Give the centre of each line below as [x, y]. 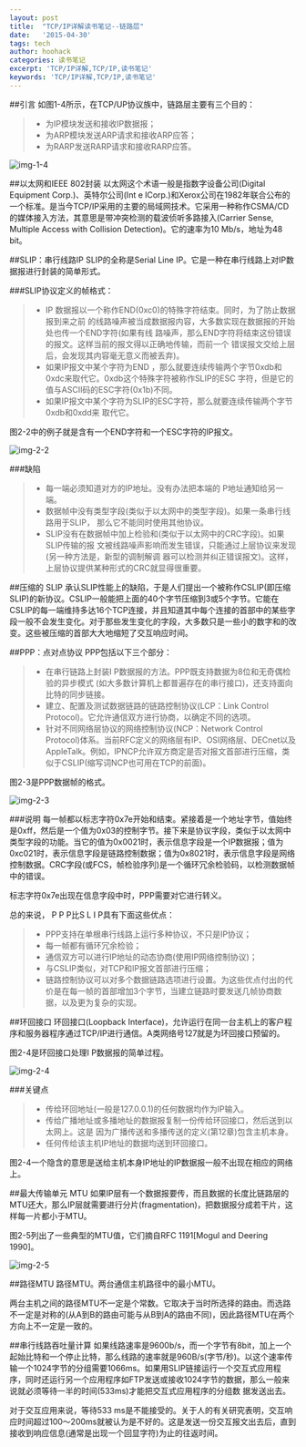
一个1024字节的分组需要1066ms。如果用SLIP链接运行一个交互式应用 [145, 1368]
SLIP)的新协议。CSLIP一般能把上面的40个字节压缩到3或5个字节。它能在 [144, 599]
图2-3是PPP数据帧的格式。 [60, 782]
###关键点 [29, 1089]
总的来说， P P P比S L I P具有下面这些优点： [92, 914]
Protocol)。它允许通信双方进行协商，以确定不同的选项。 [150, 717]
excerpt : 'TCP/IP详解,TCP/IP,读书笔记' [81, 69]
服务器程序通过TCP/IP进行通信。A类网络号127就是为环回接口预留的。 [155, 1033]
